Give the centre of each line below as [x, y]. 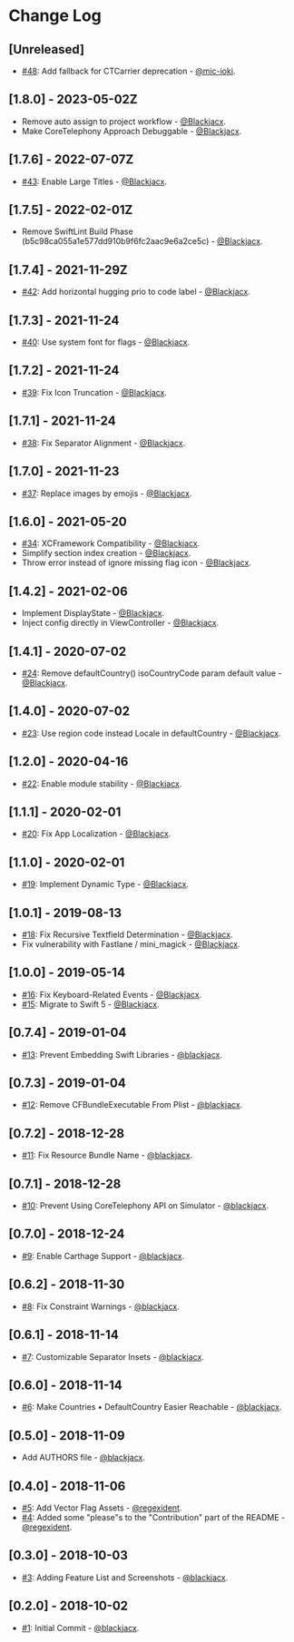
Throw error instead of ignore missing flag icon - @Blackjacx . [136, 562]
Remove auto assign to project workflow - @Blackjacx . [123, 121]
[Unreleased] [47, 49]
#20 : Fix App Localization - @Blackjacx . [96, 834]
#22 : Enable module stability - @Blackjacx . [102, 783]
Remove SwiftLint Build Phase [77, 231]
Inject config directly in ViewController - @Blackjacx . [120, 623]
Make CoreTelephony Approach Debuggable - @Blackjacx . [132, 131]
